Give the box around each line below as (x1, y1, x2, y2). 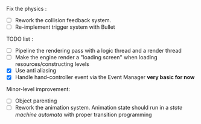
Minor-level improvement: (6, 86, 71, 93)
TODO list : (6, 35, 33, 43)
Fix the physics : (6, 5, 47, 12)
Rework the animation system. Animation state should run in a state (14, 104, 183, 111)
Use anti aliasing (14, 67, 56, 74)
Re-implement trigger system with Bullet (14, 23, 116, 31)
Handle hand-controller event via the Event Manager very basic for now (14, 74, 195, 81)
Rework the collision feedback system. (14, 17, 112, 23)
